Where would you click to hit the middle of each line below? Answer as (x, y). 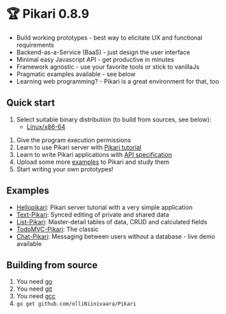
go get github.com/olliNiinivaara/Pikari (76, 304)
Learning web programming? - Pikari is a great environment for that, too (118, 81)
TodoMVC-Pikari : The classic (58, 229)
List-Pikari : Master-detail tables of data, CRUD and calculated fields (112, 221)
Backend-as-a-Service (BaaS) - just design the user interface (103, 52)
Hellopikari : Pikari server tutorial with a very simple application (104, 207)
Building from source (52, 265)
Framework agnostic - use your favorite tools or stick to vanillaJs (108, 67)
